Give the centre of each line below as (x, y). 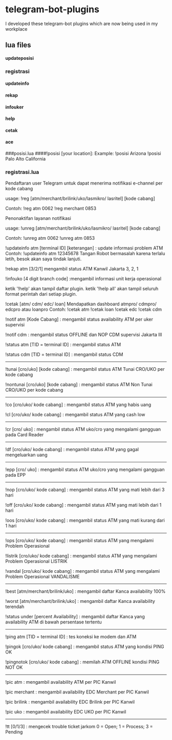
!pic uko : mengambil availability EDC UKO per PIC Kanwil (66, 712)
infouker (15, 107)
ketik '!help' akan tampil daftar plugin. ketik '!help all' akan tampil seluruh (82, 289)
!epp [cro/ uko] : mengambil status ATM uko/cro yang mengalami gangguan (85, 469)
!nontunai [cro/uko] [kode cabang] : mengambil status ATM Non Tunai (79, 385)
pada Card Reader (25, 435)
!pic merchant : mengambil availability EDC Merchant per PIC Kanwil (77, 692)
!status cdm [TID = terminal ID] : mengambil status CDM (64, 354)
